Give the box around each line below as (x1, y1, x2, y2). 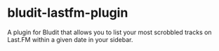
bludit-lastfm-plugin (7, 5, 128, 21)
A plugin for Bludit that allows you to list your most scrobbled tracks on (7, 28, 212, 36)
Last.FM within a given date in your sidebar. (7, 35, 133, 43)
